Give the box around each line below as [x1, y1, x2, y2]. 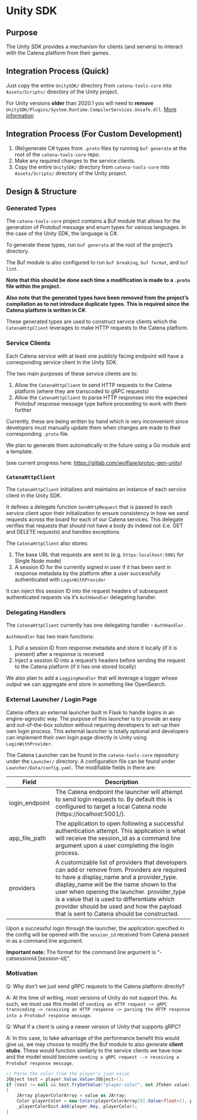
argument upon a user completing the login [55, 841, 174, 849]
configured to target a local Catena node [55, 802, 167, 810]
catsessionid [6, 954, 37, 961]
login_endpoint [9, 799, 50, 807]
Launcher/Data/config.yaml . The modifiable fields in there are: [6, 764, 157, 771]
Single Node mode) [14, 557, 62, 564]
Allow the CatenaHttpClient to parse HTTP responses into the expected [14, 393, 188, 401]
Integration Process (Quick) [6, 66, 110, 76]
